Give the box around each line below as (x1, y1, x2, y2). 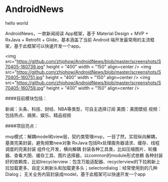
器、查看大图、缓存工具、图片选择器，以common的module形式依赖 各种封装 (5, 152, 163, 158)
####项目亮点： (5, 123, 39, 129)
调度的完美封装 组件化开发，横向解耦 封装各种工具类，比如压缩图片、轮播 (5, 146, 157, 152)
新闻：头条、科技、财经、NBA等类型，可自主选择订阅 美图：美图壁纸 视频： (5, 106, 162, 112)
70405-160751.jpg (5, 74, 43, 80)
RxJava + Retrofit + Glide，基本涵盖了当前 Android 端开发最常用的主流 (5, 37, 150, 43)
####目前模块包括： (5, 95, 48, 101)
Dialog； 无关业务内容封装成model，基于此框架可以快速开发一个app (5, 171, 146, 177)
